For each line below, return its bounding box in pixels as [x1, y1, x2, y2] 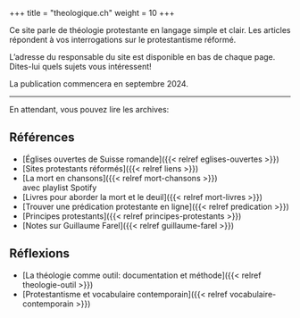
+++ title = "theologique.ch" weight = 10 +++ [9, 8, 176, 18]
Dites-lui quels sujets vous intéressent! [9, 62, 152, 71]
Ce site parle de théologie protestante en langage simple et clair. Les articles [9, 25, 291, 35]
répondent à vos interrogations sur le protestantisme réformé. [9, 35, 237, 45]
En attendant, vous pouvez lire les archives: [9, 105, 170, 114]
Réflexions [9, 246, 70, 262]
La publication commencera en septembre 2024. [9, 79, 189, 88]
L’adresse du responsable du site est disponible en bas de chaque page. [9, 52, 276, 62]
